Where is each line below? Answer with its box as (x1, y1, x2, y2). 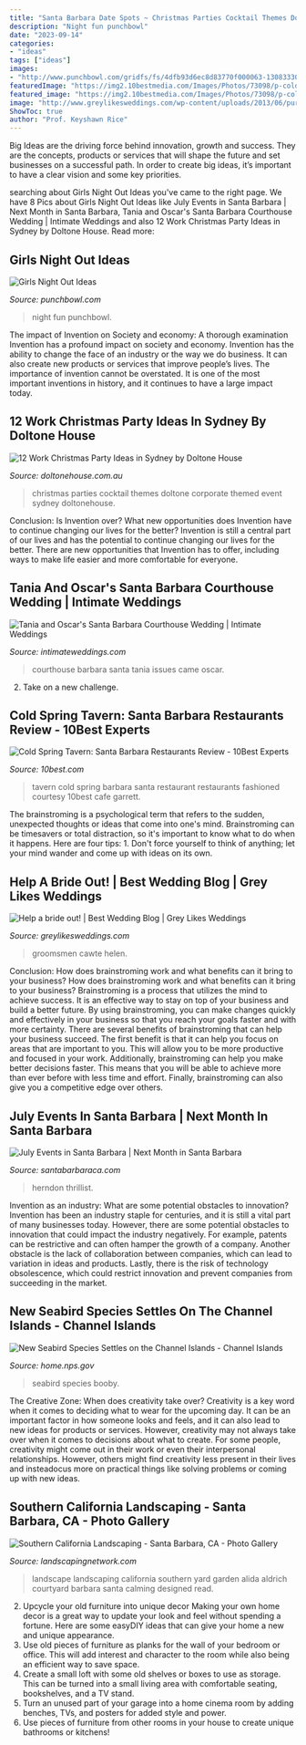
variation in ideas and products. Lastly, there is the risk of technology (9, 1258, 269, 1269)
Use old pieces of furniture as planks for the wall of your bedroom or (22, 1639, 280, 1650)
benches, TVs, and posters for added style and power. (22, 1707, 228, 1718)
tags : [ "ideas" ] (9, 56, 71, 65)
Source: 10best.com (9, 763, 85, 775)
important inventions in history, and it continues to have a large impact (9, 378, 273, 389)
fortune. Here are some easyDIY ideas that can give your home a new (22, 1620, 284, 1631)
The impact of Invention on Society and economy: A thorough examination (9, 329, 289, 340)
